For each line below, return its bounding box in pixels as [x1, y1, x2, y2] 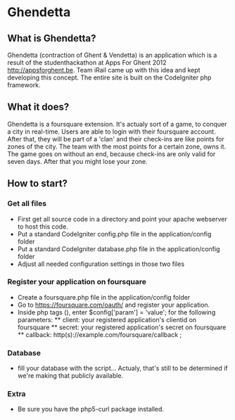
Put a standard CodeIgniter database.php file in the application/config [17, 244, 220, 253]
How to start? [7, 177, 68, 190]
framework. [7, 81, 41, 89]
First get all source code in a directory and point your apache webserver [17, 215, 227, 223]
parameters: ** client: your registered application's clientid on [17, 315, 197, 324]
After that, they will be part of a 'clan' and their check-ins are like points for [7, 134, 225, 143]
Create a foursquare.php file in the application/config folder [17, 293, 191, 301]
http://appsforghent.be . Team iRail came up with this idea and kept [7, 66, 201, 74]
